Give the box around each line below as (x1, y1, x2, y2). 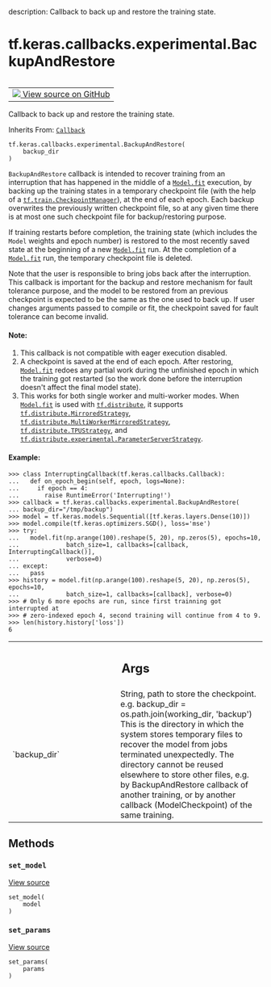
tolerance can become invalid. (8, 311, 109, 321)
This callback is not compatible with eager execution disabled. (19, 348, 227, 358)
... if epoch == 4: (8, 485, 89, 493)
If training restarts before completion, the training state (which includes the (8, 227, 258, 237)
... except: (8, 562, 48, 570)
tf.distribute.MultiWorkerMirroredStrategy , (19, 417, 171, 426)
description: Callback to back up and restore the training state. (8, 7, 216, 16)
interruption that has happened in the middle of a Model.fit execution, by (8, 177, 252, 187)
